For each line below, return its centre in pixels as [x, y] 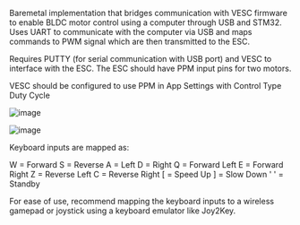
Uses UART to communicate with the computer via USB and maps [131, 32]
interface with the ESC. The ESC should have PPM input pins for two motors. [150, 68]
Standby [25, 184]
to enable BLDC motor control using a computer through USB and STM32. [146, 22]
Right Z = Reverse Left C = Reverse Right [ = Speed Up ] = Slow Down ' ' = [146, 174]
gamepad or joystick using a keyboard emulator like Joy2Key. [123, 211]
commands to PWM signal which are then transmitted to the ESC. [130, 41]
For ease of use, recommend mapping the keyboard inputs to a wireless [142, 201]
